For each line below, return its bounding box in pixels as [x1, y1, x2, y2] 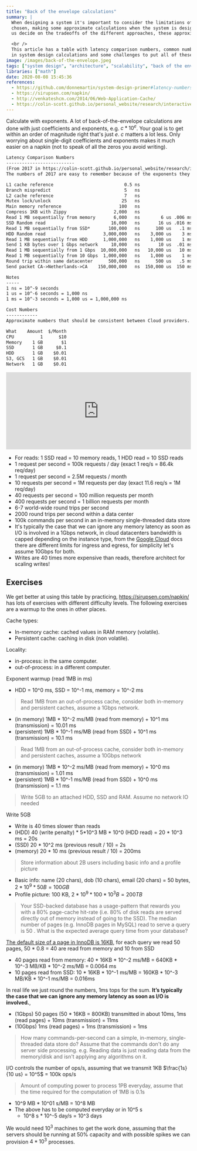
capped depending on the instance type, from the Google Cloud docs [14, 535, 183, 542]
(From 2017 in [6, 166, 41, 172]
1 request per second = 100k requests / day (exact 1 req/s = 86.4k [14, 460, 174, 468]
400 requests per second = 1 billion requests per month [14, 498, 150, 505]
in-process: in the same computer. [14, 657, 98, 665]
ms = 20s [14, 835, 38, 842]
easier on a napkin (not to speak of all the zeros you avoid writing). [6, 144, 167, 151]
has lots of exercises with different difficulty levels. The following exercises [6, 599, 188, 606]
